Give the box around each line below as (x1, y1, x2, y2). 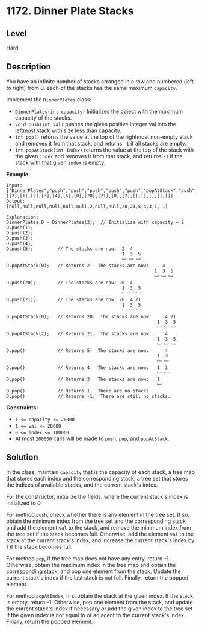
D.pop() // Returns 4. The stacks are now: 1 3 (6, 364, 168, 371)
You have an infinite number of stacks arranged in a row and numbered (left (6, 77, 194, 85)
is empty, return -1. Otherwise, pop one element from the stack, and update (6, 598, 194, 606)
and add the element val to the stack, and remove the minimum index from (6, 524, 191, 531)
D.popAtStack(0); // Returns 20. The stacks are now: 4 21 (6, 313, 176, 319)
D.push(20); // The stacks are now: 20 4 (6, 280, 133, 286)
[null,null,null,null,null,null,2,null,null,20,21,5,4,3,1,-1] (6, 203, 168, 210)
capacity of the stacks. (14, 114, 72, 121)
